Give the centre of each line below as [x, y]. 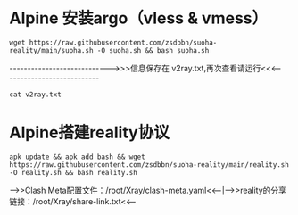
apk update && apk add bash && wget [77, 157]
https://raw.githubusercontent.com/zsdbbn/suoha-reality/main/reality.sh [149, 165]
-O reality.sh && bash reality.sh [74, 172]
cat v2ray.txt [36, 95]
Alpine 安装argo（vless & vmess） [139, 18]
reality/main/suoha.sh [51, 50]
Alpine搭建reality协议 [89, 132]
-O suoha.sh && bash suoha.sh [153, 50]
